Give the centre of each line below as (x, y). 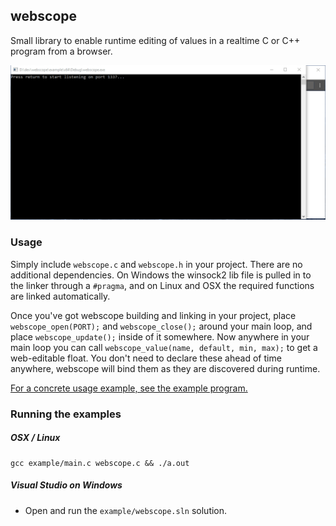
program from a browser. (61, 51)
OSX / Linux (35, 438)
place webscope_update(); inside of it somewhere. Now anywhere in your (160, 336)
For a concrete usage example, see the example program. (129, 388)
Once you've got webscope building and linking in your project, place (153, 315)
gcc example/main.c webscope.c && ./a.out (100, 463)
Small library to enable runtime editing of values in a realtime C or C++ (155, 40)
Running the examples (66, 414)
